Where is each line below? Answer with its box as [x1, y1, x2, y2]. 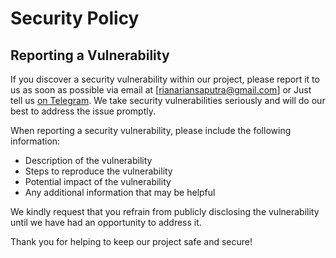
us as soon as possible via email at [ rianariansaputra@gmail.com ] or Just [10, 84, 312, 96]
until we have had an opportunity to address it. [10, 217, 202, 228]
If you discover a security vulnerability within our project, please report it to [10, 73, 320, 85]
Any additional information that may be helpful [24, 187, 216, 198]
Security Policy [10, 7, 140, 30]
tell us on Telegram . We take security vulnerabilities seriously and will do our [10, 95, 326, 106]
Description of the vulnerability [24, 155, 153, 166]
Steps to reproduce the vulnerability [24, 165, 173, 177]
